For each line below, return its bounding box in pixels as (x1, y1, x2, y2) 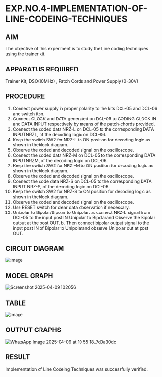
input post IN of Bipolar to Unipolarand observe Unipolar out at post (12, 225, 149, 231)
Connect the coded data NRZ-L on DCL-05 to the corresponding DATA (12, 126, 154, 132)
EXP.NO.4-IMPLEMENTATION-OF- (5, 3, 148, 14)
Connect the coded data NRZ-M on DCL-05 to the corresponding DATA (12, 152, 156, 158)
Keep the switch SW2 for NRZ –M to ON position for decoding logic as (12, 163, 154, 168)
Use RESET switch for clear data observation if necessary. (12, 204, 130, 210)
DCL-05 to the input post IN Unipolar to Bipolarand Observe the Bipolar (12, 214, 156, 220)
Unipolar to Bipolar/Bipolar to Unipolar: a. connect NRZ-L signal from (12, 209, 151, 215)
